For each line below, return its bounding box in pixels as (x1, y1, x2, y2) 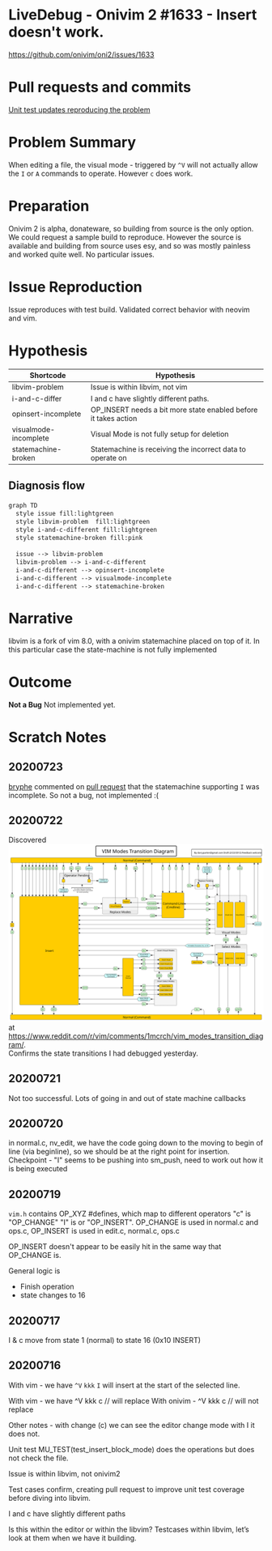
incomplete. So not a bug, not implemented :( (8, 790, 159, 800)
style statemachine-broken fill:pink (15, 533, 143, 542)
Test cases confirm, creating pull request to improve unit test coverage (8, 1484, 245, 1494)
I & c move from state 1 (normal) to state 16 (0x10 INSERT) (8, 1336, 201, 1345)
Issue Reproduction (8, 278, 143, 296)
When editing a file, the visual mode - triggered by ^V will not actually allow (8, 159, 259, 169)
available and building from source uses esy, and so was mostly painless (8, 240, 251, 250)
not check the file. (8, 1453, 69, 1463)
